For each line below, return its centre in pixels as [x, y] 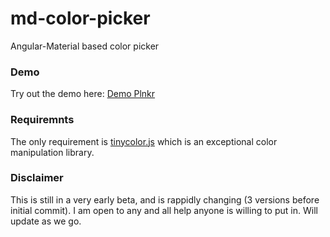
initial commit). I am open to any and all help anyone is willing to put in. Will [164, 210]
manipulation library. [52, 152]
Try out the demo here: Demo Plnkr [83, 94]
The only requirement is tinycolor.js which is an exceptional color [144, 141]
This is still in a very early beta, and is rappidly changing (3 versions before [165, 199]
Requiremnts [42, 120]
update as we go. [46, 221]
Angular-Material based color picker [85, 46]
